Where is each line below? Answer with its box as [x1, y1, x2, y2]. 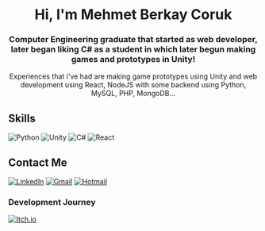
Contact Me [8, 156, 67, 169]
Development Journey [8, 197, 97, 208]
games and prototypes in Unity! [71, 54, 196, 65]
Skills [8, 111, 36, 125]
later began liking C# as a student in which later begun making [10, 44, 256, 55]
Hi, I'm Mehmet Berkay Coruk [34, 6, 232, 24]
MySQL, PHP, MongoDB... [90, 89, 176, 98]
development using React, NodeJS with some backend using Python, [20, 80, 247, 90]
